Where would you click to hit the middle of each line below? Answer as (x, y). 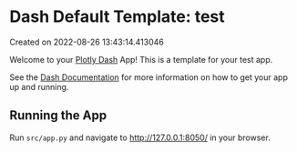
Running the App (58, 116)
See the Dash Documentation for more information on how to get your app (149, 77)
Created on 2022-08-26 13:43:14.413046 (87, 42)
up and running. (39, 86)
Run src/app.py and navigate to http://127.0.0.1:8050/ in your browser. (140, 137)
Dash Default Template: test (117, 17)
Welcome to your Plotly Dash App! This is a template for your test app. (141, 59)
